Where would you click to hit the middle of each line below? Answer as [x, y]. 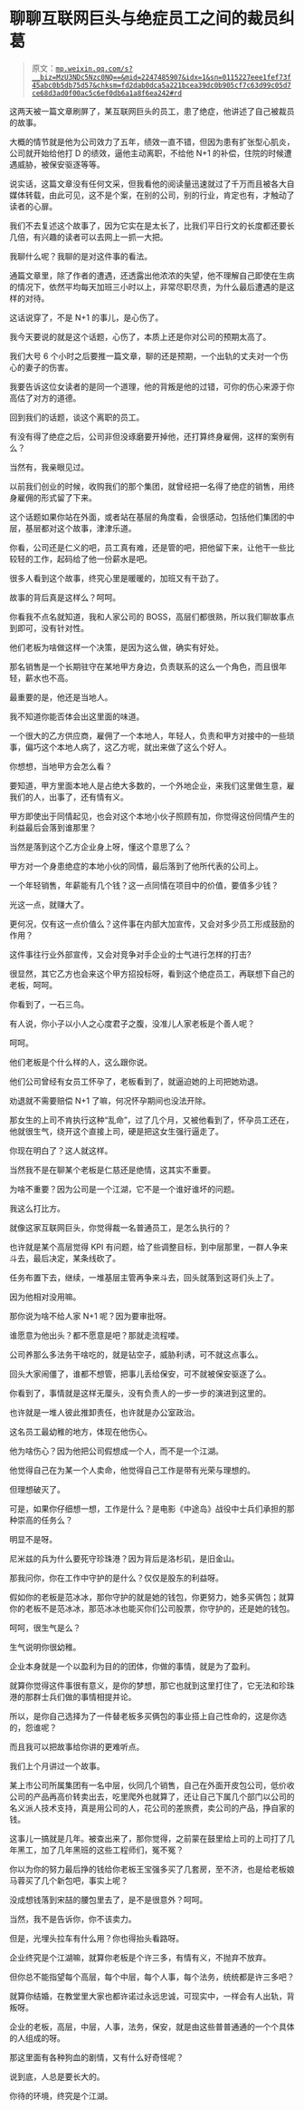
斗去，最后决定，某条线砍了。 [65, 1258]
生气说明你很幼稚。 [45, 1647]
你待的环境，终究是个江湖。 [61, 2095]
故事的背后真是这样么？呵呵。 [65, 597]
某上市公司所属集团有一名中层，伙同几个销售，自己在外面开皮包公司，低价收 [152, 1785]
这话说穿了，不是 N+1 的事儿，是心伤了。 [86, 317]
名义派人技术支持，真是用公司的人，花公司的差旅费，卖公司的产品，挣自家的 [152, 1808]
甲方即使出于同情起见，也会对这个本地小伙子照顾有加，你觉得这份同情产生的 [152, 816]
